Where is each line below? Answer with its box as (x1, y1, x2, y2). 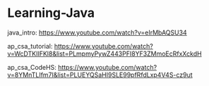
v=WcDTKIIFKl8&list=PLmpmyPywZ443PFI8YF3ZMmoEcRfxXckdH (7, 49, 203, 58)
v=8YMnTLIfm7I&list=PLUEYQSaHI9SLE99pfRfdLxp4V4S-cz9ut (7, 70, 193, 79)
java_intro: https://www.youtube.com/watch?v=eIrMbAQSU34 (7, 28, 187, 37)
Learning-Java (7, 5, 95, 21)
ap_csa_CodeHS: (7, 63, 56, 71)
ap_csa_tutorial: (7, 42, 53, 50)
